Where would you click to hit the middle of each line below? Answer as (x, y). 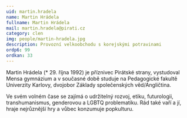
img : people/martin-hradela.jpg (46, 39)
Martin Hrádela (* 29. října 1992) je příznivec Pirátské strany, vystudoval (93, 72)
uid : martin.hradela (31, 12)
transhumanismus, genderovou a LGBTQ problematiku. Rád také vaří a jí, (93, 102)
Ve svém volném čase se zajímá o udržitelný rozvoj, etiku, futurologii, (90, 96)
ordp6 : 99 (18, 50)
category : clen (25, 34)
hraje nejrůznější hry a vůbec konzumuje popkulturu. (70, 109)
